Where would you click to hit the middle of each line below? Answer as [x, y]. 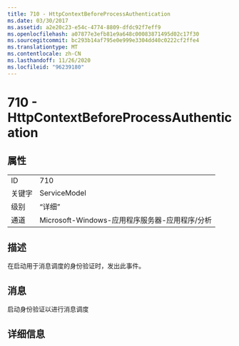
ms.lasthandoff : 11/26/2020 [49, 61]
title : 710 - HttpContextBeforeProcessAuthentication [89, 14]
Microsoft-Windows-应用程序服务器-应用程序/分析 [126, 220]
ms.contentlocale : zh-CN [44, 54]
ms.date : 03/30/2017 [38, 21]
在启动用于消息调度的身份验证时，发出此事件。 [76, 266]
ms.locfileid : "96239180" [46, 67]
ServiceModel [63, 193]
